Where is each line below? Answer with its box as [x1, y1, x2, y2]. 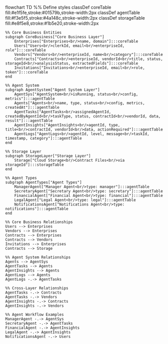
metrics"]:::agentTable [5, 96, 55, 101]
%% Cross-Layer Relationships [5, 286, 69, 291]
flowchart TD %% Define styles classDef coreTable [5, 5, 112, 10]
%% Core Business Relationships [5, 220, 73, 225]
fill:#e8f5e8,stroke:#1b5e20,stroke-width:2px [5, 20, 99, 26]
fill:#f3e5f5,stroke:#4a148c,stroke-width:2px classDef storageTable [5, 15, 145, 21]
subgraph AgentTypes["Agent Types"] [5, 180, 82, 185]
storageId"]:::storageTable [5, 162, 64, 167]
